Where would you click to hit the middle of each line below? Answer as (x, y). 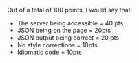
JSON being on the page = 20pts (64, 30)
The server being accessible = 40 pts (70, 23)
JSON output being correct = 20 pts (68, 38)
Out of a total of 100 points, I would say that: (70, 10)
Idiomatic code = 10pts (50, 52)
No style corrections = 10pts (57, 45)
